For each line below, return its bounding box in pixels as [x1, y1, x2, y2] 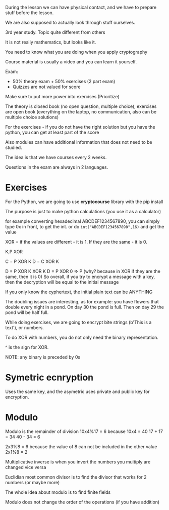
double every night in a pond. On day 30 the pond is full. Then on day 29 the [5, 304, 164, 310]
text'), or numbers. [5, 324, 44, 331]
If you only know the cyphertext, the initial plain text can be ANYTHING [5, 289, 153, 295]
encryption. [5, 394, 29, 400]
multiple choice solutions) [5, 114, 59, 120]
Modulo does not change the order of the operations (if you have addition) [5, 499, 160, 505]
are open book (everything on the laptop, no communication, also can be [5, 109, 157, 114]
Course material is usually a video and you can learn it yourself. [5, 59, 137, 65]
